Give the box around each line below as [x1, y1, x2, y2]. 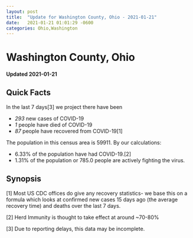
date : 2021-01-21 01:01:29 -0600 [6, 20, 94, 25]
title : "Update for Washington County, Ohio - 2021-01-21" [6, 14, 158, 20]
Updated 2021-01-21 [6, 70, 57, 78]
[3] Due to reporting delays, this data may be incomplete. [6, 225, 145, 232]
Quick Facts [6, 88, 51, 98]
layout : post [6, 8, 38, 15]
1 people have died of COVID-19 [14, 121, 93, 128]
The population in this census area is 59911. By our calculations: [6, 139, 162, 146]
